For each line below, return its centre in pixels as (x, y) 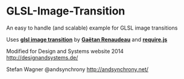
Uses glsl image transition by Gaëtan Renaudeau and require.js (87, 39)
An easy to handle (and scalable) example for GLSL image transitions (92, 28)
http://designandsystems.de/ (42, 57)
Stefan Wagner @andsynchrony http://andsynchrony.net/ (78, 69)
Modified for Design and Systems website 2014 (65, 51)
